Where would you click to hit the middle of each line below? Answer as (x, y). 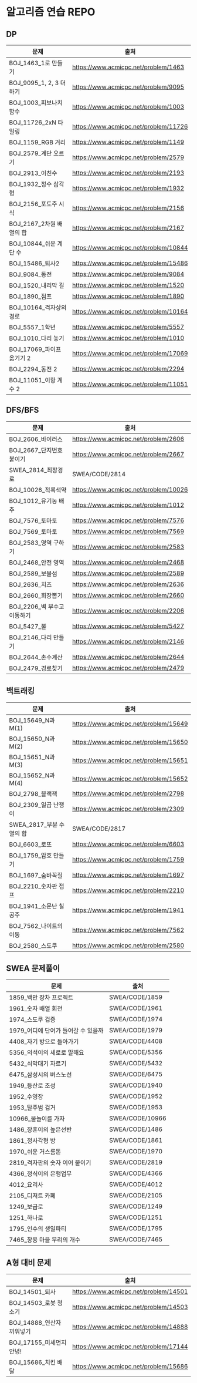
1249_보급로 (26, 1207)
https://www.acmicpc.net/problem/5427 (128, 626)
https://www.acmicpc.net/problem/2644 (128, 657)
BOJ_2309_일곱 (30, 805)
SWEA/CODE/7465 (136, 1240)
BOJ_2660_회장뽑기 (36, 595)
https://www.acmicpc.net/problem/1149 (128, 142)
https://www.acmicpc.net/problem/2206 (128, 610)
